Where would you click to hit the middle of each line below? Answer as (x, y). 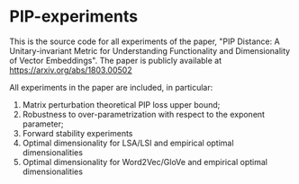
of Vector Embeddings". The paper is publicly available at (116, 60)
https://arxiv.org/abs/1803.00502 (71, 70)
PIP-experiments (73, 17)
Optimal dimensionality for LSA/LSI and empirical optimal (128, 143)
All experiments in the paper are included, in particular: (111, 87)
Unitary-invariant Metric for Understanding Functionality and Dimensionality (150, 50)
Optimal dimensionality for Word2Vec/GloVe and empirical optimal (145, 162)
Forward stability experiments (77, 133)
